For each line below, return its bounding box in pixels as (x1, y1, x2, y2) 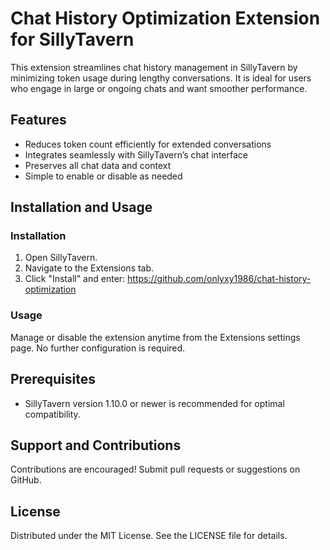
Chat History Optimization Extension (10, 7, 321, 30)
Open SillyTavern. (24, 252, 98, 264)
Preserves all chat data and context (24, 159, 172, 171)
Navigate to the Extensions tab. (24, 262, 155, 274)
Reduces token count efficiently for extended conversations (24, 138, 272, 150)
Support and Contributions (10, 437, 182, 454)
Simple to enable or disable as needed (24, 170, 183, 182)
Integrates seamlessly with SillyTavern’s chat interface (24, 148, 248, 161)
